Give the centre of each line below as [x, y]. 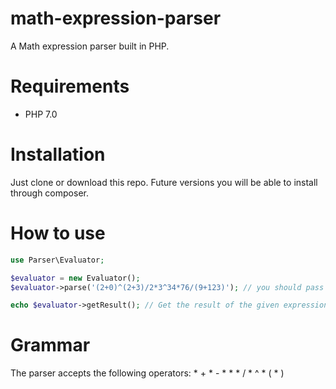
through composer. [49, 193]
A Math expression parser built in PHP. [90, 46]
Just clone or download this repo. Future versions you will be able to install [164, 182]
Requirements [70, 86]
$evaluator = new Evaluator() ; [75, 278]
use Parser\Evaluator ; [57, 260]
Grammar [50, 345]
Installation [58, 154]
